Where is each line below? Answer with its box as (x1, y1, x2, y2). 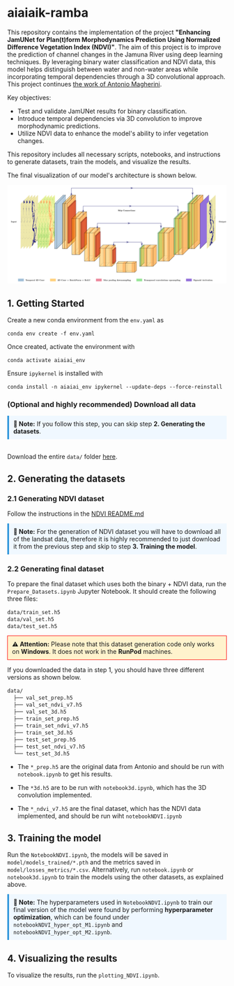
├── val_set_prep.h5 (13, 694, 73, 702)
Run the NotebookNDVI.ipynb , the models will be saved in (7, 851, 169, 859)
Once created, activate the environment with (7, 343, 135, 351)
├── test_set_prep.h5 (13, 736, 77, 744)
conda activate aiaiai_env (7, 357, 86, 364)
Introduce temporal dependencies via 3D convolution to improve (17, 114, 203, 123)
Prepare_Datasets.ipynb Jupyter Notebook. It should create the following (7, 588, 217, 596)
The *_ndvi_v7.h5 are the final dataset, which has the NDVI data (17, 805, 201, 813)
